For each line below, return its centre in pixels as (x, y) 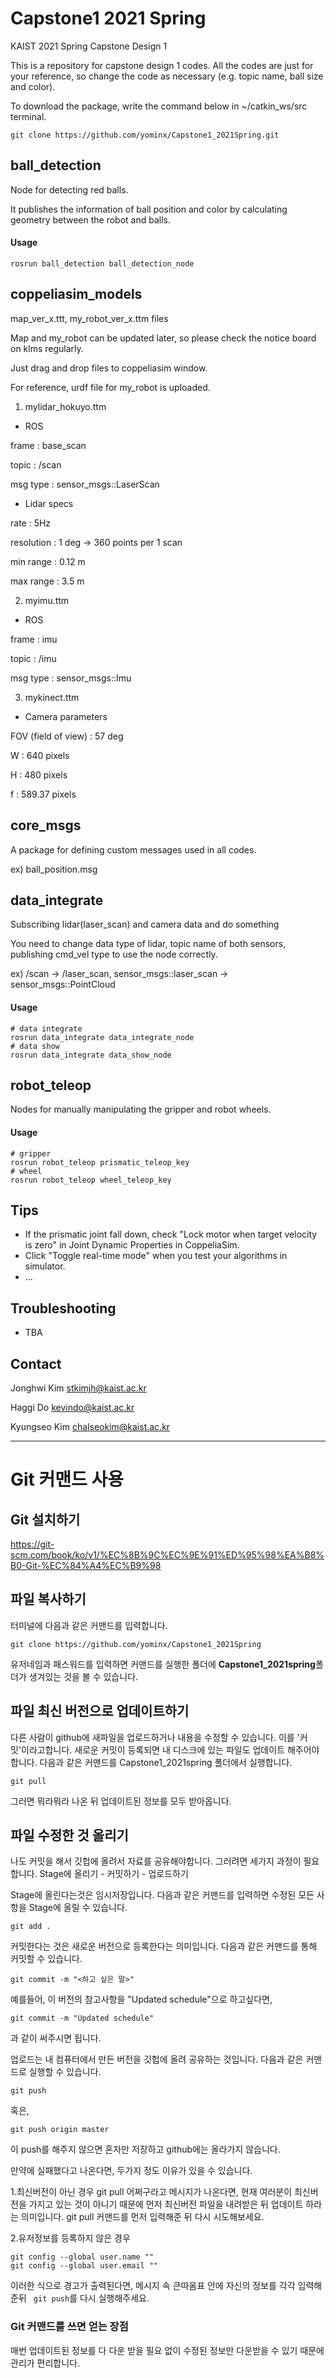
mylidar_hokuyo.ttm (65, 406)
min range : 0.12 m (48, 561)
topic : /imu (33, 658)
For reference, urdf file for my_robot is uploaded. (110, 387)
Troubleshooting (63, 1308)
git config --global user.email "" (84, 2266)
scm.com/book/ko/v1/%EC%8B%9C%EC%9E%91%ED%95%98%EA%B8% (167, 1555)
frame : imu (34, 639)
